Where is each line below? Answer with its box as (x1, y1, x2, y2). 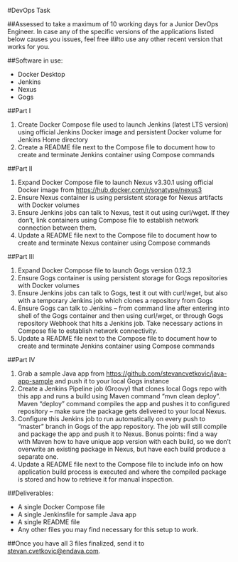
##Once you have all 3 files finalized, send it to (7, 539, 145, 547)
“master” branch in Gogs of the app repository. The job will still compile (17, 423, 227, 430)
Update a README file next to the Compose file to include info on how (17, 460, 224, 468)
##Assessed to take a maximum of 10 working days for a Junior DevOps (7, 20, 219, 28)
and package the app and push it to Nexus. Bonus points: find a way (17, 430, 218, 438)
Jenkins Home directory (17, 135, 89, 144)
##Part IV (7, 356, 36, 364)
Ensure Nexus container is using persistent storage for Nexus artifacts (17, 193, 224, 201)
